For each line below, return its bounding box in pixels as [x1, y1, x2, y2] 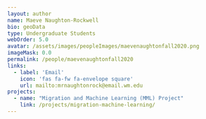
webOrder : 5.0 [7, 36, 49, 43]
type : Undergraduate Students [7, 29, 96, 37]
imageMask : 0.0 [7, 50, 52, 57]
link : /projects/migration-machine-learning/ [20, 101, 156, 108]
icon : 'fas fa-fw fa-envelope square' [20, 75, 134, 83]
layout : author [7, 10, 52, 17]
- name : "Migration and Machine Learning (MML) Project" [13, 95, 184, 102]
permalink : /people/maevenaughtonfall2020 [7, 56, 134, 63]
